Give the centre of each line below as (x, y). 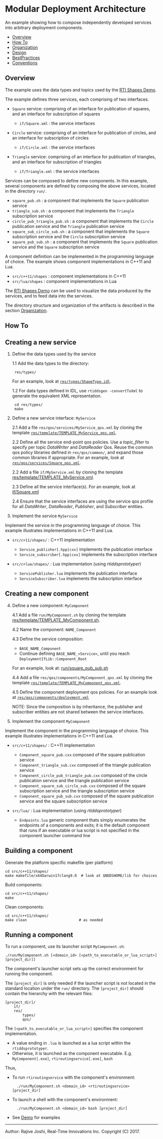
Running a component (39, 935)
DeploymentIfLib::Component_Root (53, 659)
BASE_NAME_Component (40, 648)
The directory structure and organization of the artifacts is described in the (80, 305)
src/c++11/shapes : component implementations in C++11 (69, 276)
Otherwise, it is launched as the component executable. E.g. (72, 1053)
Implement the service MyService (45, 516)
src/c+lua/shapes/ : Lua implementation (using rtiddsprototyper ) (77, 564)
